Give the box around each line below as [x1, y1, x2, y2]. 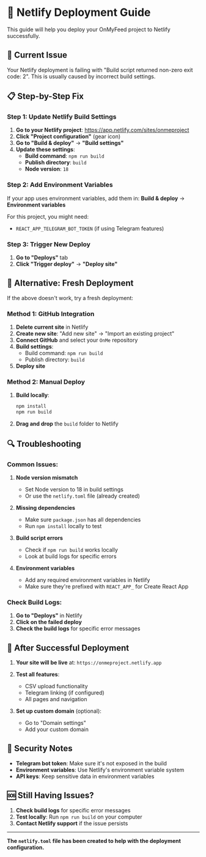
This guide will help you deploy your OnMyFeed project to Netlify [7, 26, 171, 33]
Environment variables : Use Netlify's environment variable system [15, 766, 185, 773]
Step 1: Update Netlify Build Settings [7, 112, 117, 121]
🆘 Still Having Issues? [7, 790, 94, 801]
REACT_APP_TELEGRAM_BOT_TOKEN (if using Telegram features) [15, 224, 164, 232]
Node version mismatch [15, 474, 78, 481]
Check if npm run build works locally [24, 546, 119, 553]
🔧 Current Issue [7, 50, 68, 61]
